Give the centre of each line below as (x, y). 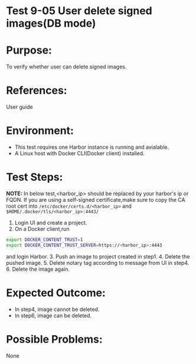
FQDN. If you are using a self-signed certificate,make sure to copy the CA (96, 199)
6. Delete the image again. (38, 269)
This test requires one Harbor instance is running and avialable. (92, 147)
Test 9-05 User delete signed (79, 11)
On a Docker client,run (42, 229)
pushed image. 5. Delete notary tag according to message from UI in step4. (98, 263)
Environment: (40, 131)
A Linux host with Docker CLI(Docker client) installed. (79, 153)
